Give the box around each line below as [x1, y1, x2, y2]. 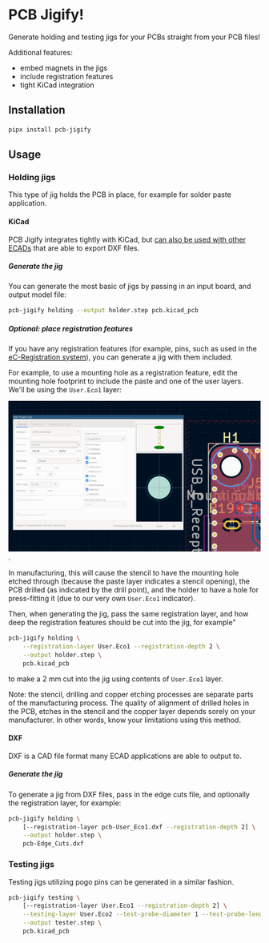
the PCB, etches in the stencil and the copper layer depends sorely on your [8, 706, 256, 716]
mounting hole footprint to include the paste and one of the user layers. [8, 376, 244, 386]
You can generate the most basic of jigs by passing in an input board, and [8, 282, 251, 291]
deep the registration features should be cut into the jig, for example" [8, 618, 236, 628]
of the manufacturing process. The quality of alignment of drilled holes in [8, 698, 250, 708]
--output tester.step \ [22, 919, 102, 927]
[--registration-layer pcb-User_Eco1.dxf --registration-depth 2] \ [22, 823, 256, 831]
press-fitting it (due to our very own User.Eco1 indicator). [8, 594, 196, 604]
